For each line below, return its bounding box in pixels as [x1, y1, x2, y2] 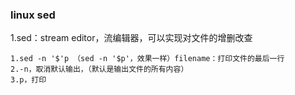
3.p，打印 [10, 75, 47, 85]
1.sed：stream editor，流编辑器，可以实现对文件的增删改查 [10, 32, 253, 44]
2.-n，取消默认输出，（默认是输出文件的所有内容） [10, 64, 189, 75]
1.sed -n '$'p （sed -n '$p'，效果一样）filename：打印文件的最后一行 [10, 54, 285, 64]
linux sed [10, 8, 56, 22]
